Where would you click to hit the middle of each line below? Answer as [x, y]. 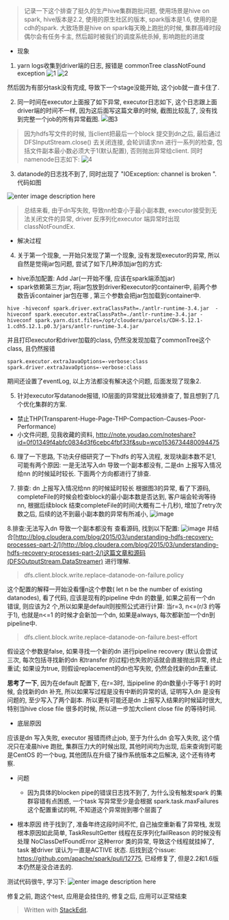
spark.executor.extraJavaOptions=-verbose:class [78, 362]
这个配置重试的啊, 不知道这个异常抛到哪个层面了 [95, 810]
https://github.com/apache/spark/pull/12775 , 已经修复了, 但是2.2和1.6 [115, 858]
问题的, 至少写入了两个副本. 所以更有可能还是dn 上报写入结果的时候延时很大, [114, 700]
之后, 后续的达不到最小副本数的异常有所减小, [85, 514]
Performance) [37, 426]
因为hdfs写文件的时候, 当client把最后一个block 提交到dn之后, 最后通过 [122, 134]
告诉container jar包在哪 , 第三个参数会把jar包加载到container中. [112, 295]
